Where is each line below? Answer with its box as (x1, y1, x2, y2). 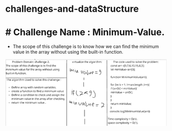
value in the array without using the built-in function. (12, 49, 124, 55)
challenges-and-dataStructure (5, 3, 139, 15)
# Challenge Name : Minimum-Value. (5, 27, 165, 38)
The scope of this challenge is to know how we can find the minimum (12, 43, 159, 50)
